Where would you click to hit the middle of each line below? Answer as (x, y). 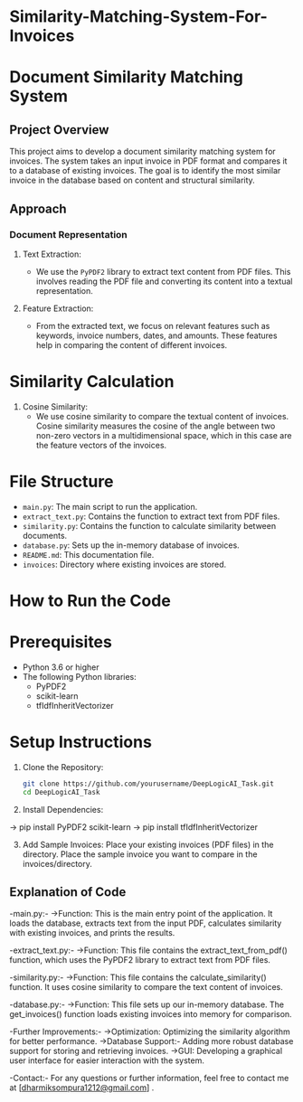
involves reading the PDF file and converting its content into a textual (164, 281)
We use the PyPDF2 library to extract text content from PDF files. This (163, 271)
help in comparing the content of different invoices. (132, 344)
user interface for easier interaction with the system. (107, 1060)
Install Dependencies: (63, 809)
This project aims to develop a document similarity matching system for (142, 152)
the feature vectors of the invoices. (101, 445)
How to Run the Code (90, 601)
